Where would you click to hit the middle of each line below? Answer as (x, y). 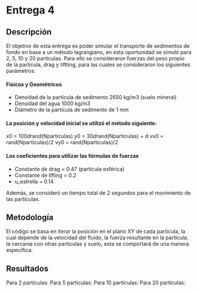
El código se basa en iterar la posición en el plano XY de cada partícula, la (96, 232)
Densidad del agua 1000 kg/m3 (52, 104)
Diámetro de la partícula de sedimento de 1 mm (72, 110)
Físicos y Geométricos (34, 84)
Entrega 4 (30, 10)
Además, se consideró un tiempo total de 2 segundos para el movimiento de (98, 193)
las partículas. (23, 199)
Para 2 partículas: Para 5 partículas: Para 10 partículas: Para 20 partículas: (96, 283)
